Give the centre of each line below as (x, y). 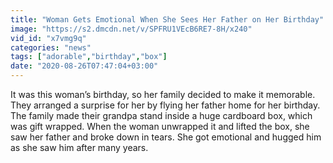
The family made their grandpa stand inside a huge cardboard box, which (161, 115)
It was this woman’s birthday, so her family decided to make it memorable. (163, 94)
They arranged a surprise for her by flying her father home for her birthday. (165, 105)
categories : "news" (51, 47)
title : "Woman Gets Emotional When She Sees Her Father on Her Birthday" (167, 19)
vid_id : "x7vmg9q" (48, 38)
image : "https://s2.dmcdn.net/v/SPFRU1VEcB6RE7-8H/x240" (131, 29)
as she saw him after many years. (79, 147)
